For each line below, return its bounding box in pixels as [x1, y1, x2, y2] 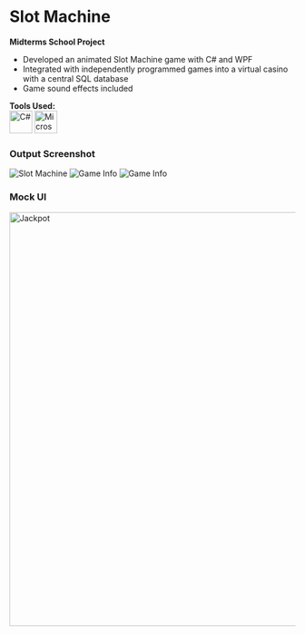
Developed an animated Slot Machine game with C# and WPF [22, 54, 253, 64]
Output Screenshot [9, 147, 95, 160]
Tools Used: [9, 100, 56, 111]
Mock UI [9, 190, 47, 203]
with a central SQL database [22, 73, 129, 83]
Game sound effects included [22, 83, 133, 93]
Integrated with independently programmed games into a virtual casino [22, 63, 289, 74]
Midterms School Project [9, 36, 105, 47]
